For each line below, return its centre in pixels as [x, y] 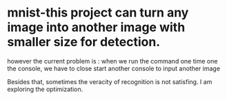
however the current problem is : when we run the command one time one [112, 61]
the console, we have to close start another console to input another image [114, 68]
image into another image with [96, 27]
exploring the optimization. [45, 89]
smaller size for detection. [84, 42]
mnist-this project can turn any [98, 13]
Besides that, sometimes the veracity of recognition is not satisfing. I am [110, 81]
